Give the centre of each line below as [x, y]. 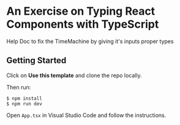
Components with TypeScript [83, 24]
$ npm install [24, 98]
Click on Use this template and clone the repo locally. [74, 75]
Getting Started [36, 60]
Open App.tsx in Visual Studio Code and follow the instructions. [86, 115]
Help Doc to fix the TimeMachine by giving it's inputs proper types [90, 41]
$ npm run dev [24, 104]
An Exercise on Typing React [81, 11]
